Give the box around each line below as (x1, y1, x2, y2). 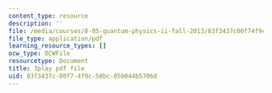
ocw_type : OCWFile (8, 49, 70, 57)
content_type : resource (8, 11, 89, 20)
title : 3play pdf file (8, 65, 85, 73)
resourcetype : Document (8, 57, 89, 66)
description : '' (8, 19, 63, 27)
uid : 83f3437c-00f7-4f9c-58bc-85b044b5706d (8, 72, 158, 80)
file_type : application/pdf (8, 34, 104, 43)
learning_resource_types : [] (8, 42, 107, 50)
